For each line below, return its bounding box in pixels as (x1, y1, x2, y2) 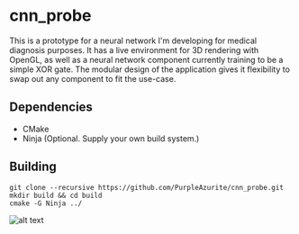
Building (9, 159, 57, 175)
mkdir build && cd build (9, 191, 103, 200)
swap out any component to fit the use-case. (9, 73, 177, 84)
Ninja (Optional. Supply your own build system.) (22, 132, 200, 144)
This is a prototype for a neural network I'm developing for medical (9, 35, 258, 46)
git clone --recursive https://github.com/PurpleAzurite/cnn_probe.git (9, 183, 284, 192)
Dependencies (9, 100, 93, 115)
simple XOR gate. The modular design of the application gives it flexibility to (9, 64, 291, 75)
